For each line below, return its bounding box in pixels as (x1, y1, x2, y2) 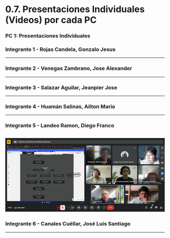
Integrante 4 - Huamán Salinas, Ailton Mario (5, 103, 115, 110)
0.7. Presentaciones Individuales (5, 4, 145, 15)
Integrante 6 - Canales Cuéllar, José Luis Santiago (5, 220, 131, 227)
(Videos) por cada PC (5, 14, 97, 26)
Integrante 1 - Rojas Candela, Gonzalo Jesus (5, 46, 116, 53)
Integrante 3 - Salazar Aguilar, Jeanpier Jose (5, 84, 117, 91)
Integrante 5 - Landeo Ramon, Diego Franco (5, 122, 115, 129)
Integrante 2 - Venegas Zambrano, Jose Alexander (5, 65, 133, 72)
